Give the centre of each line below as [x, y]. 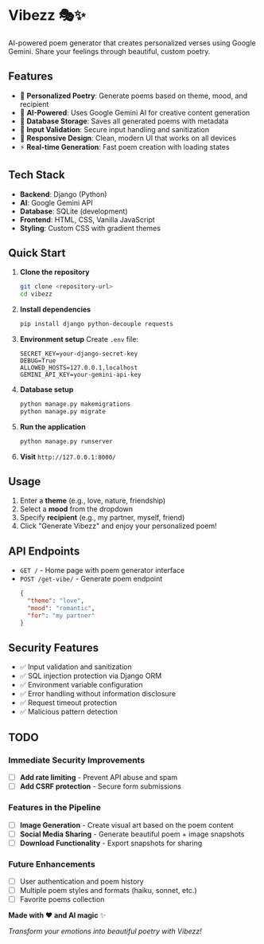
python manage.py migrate [62, 411]
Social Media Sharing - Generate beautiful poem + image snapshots [132, 834]
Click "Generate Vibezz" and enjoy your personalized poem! [118, 526]
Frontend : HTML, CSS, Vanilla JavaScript [87, 219]
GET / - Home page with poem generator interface [102, 570]
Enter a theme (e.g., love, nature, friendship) [93, 501]
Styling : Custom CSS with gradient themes [90, 228]
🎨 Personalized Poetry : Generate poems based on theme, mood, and [134, 96]
